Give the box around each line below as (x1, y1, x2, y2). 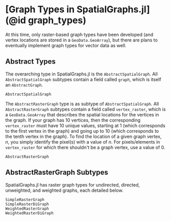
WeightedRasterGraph (5, 206, 50, 211)
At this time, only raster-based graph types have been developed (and (5, 31, 154, 37)
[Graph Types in (5, 4, 75, 15)
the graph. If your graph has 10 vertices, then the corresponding (5, 117, 141, 123)
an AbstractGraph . (5, 82, 44, 88)
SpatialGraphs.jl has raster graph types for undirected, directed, (5, 182, 140, 188)
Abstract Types (5, 57, 56, 66)
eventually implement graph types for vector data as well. (5, 42, 126, 48)
